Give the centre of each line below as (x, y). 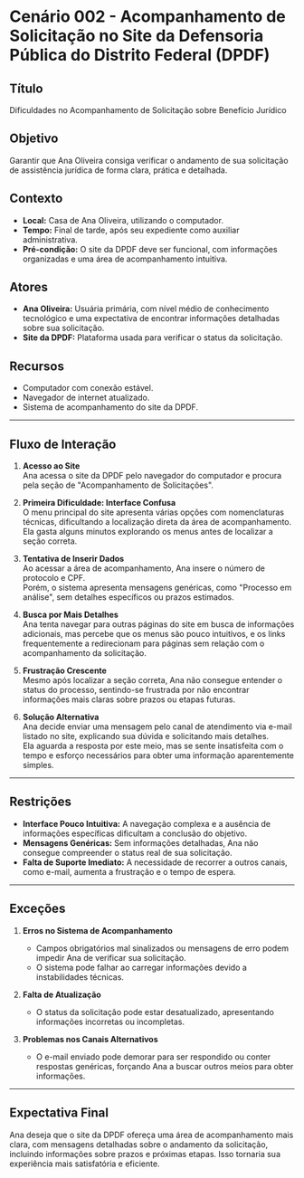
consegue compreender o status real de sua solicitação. (127, 852)
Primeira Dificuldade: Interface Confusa (99, 503)
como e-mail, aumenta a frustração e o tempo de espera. (129, 871)
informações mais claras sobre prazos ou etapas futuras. (129, 699)
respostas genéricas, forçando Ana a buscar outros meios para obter (165, 1066)
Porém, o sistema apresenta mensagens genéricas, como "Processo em (157, 588)
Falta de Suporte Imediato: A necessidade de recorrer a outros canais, (155, 862)
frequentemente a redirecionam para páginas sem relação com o (143, 643)
